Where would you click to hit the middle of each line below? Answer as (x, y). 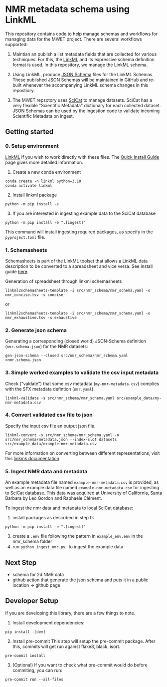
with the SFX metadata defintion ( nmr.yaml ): (50, 389)
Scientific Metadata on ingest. (43, 116)
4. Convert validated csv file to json (49, 415)
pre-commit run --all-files (34, 679)
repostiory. (23, 90)
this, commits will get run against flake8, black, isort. (66, 646)
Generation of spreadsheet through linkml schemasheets (64, 281)
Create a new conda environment (47, 172)
